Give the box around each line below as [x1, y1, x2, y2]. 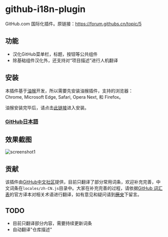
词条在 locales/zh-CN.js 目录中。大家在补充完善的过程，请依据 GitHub [9, 185, 153, 191]
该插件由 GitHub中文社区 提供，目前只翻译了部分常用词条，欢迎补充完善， [5, 179, 156, 185]
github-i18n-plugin [5, 4, 86, 15]
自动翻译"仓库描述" [12, 226, 52, 232]
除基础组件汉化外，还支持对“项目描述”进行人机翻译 [12, 57, 118, 63]
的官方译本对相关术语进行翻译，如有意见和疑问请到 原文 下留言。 [10, 191, 142, 197]
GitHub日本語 [5, 118, 39, 125]
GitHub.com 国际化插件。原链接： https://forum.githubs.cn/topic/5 [5, 21, 142, 27]
